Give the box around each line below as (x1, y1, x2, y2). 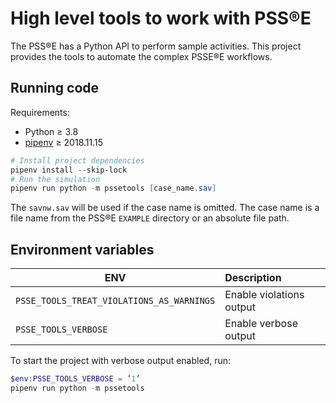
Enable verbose (224, 317, 298, 331)
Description (224, 271, 282, 285)
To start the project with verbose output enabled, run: (10, 355, 231, 367)
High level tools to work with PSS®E (10, 7, 312, 30)
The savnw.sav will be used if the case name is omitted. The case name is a (10, 202, 320, 214)
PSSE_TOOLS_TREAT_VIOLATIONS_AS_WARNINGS (15, 295, 216, 307)
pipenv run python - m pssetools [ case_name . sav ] (10, 183, 217, 194)
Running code (10, 80, 100, 97)
